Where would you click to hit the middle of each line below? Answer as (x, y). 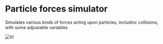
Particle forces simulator (56, 9)
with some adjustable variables (36, 27)
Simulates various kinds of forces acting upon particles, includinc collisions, (82, 22)
